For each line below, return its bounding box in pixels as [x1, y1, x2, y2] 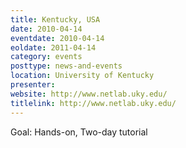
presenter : [10, 80, 56, 90]
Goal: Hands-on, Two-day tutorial [10, 126, 148, 138]
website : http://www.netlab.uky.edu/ [10, 89, 168, 99]
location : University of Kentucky [10, 71, 155, 81]
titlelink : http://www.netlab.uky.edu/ [10, 98, 177, 108]
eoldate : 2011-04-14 [10, 42, 97, 53]
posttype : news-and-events [10, 61, 123, 71]
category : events [10, 52, 83, 62]
